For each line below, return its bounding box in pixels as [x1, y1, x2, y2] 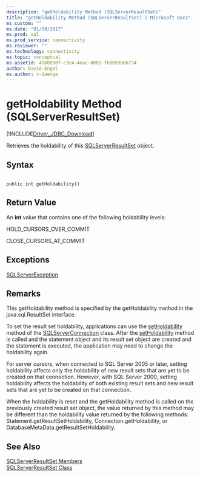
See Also [6, 441, 41, 451]
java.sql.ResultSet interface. [6, 311, 76, 318]
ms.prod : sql [6, 32, 39, 38]
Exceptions [6, 255, 50, 265]
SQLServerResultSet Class [6, 464, 73, 472]
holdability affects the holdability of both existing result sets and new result [6, 380, 194, 387]
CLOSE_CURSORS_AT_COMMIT [6, 237, 85, 244]
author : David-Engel [6, 65, 59, 72]
